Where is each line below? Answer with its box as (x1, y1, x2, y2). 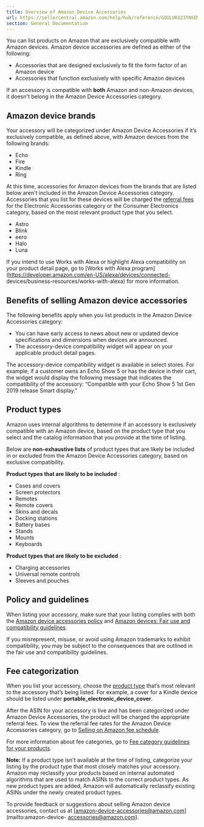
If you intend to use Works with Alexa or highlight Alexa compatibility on (6, 258, 186, 266)
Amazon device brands (6, 110, 96, 121)
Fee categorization (6, 666, 79, 676)
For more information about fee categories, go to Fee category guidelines (6, 738, 190, 745)
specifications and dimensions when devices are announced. (15, 336, 169, 343)
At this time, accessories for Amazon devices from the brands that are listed (6, 183, 197, 190)
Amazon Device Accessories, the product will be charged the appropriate (6, 714, 190, 721)
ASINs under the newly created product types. (6, 789, 123, 796)
